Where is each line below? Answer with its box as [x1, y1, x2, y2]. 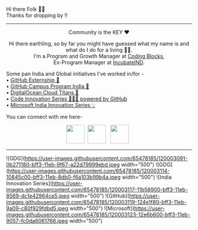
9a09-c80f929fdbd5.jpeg [6, 205, 69, 212]
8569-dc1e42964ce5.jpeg [6, 192, 70, 199]
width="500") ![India [121, 174, 172, 181]
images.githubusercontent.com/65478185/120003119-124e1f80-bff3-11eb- [6, 199, 187, 205]
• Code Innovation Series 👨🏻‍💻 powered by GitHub [6, 95, 128, 102]
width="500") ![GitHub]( [70, 192, 130, 199]
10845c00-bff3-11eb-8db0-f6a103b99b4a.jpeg [6, 174, 121, 181]
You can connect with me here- [6, 114, 82, 120]
